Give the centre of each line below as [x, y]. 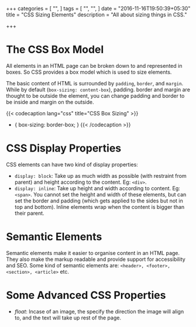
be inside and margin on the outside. [50, 102]
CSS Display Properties [64, 148]
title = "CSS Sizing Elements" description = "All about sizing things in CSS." [97, 15]
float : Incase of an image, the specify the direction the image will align [99, 311]
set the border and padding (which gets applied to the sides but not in [99, 201]
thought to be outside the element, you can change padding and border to [95, 95]
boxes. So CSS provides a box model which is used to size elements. [89, 72]
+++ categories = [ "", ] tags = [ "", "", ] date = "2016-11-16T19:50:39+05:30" [98, 8]
